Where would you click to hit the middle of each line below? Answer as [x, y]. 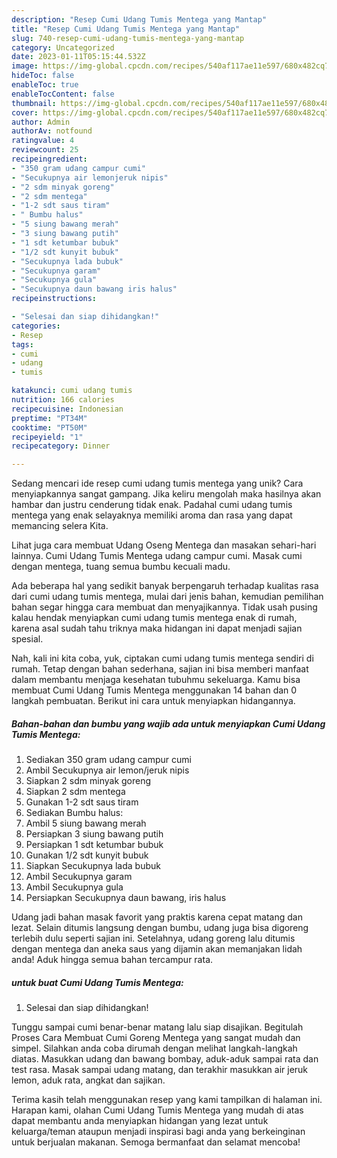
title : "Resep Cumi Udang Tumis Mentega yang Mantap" [126, 29]
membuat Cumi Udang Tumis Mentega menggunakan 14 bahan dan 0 [154, 690]
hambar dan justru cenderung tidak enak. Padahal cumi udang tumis [152, 505]
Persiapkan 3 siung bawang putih [94, 834]
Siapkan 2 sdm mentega [75, 792]
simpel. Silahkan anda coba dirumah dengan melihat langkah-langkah [154, 1048]
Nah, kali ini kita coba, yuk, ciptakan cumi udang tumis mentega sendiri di [162, 658]
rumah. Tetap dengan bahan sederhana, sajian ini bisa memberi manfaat [160, 669]
